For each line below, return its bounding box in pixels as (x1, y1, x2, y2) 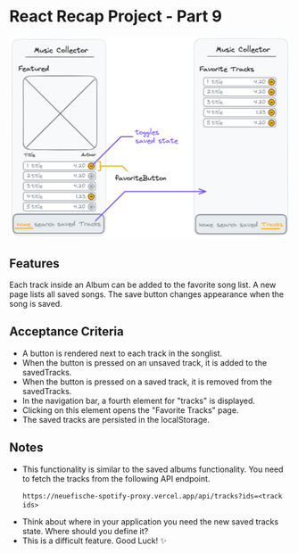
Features (9, 256, 60, 271)
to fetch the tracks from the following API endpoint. (21, 473, 211, 483)
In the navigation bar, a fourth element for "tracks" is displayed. (21, 395, 256, 406)
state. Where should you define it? (21, 525, 149, 536)
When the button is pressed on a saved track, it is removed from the (21, 376, 273, 387)
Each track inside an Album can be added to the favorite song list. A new (9, 279, 277, 290)
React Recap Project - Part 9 (9, 6, 223, 27)
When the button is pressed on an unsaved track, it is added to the (21, 357, 268, 367)
